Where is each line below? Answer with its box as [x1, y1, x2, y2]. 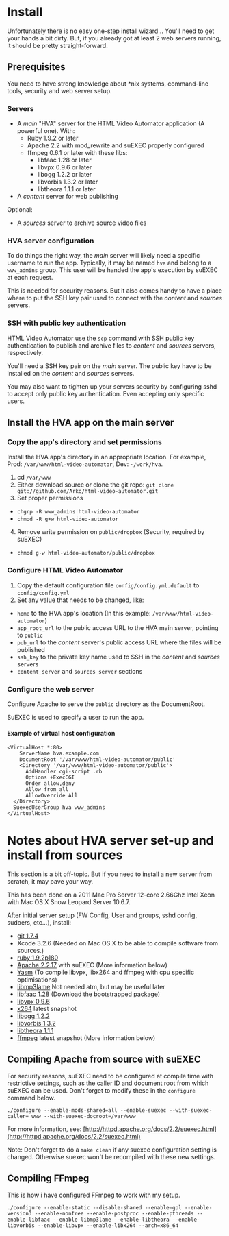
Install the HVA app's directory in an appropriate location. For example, [7, 453, 206, 461]
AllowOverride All [25, 792, 78, 799]
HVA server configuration [7, 236, 94, 245]
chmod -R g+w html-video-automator [16, 516, 119, 523]
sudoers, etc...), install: [7, 919, 72, 927]
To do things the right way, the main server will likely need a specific [7, 252, 200, 260]
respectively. [7, 348, 43, 356]
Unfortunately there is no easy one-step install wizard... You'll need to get [7, 27, 215, 35]
